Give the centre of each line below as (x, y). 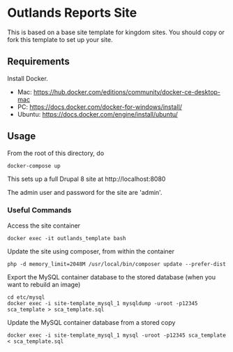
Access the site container (44, 226)
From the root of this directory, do (56, 153)
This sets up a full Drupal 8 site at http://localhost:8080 (87, 179)
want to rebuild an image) (44, 284)
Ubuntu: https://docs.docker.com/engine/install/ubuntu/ (97, 114)
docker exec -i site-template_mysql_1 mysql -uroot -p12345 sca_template (117, 335)
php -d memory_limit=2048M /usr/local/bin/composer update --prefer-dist (117, 264)
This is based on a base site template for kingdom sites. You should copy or (116, 32)
